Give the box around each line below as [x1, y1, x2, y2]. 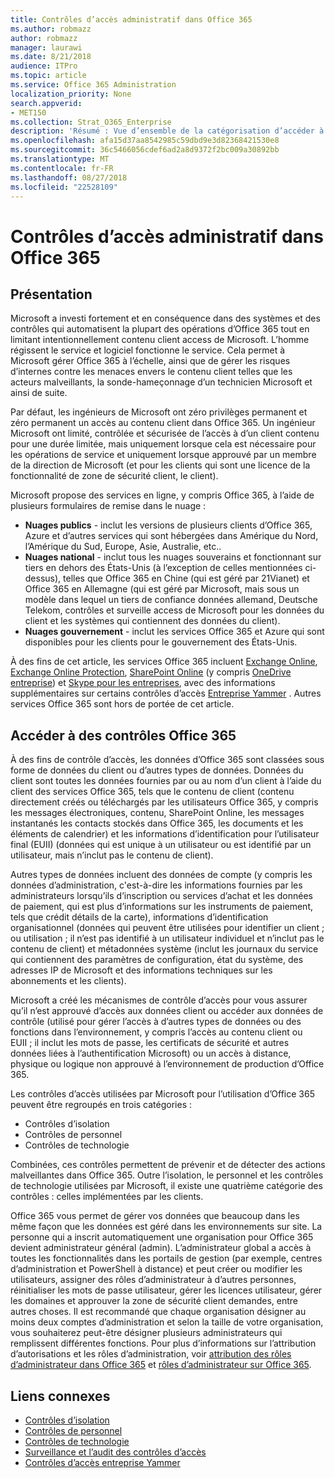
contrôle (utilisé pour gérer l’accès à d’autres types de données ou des [10, 1016, 302, 1028]
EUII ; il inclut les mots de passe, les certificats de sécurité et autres [10, 1037, 290, 1049]
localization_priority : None [10, 89, 132, 99]
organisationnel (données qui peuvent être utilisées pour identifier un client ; [10, 922, 325, 934]
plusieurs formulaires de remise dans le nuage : [10, 500, 207, 512]
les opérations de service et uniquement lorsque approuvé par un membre [10, 449, 317, 461]
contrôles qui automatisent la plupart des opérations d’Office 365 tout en [10, 323, 310, 335]
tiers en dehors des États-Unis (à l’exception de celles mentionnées [24, 562, 303, 574]
